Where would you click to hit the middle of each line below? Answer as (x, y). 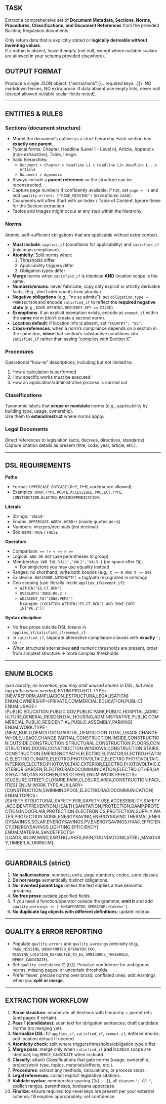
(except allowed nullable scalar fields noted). (51, 94)
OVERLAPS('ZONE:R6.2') (43, 594)
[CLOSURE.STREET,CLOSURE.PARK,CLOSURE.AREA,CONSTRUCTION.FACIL (83, 780)
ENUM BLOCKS (29, 673)
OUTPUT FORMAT (34, 71)
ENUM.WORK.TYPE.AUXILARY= (51, 785)
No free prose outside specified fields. (52, 896)
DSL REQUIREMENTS (38, 465)
